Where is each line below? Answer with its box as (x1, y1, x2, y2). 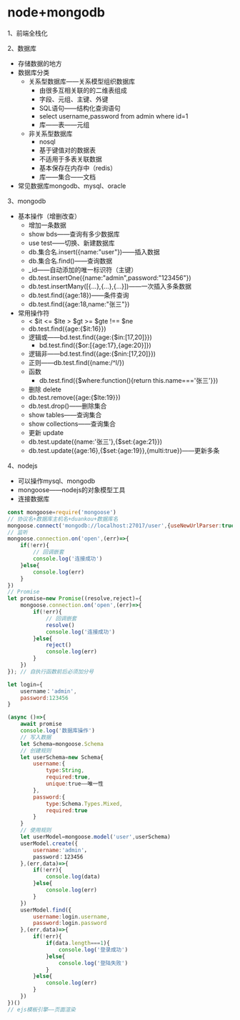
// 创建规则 (20, 747, 51, 754)
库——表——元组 (39, 120, 90, 129)
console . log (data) (45, 873, 101, 881)
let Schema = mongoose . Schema (20, 740, 104, 747)
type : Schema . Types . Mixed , (45, 800, 123, 807)
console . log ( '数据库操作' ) (20, 727, 95, 734)
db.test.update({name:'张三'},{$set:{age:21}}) (28, 437, 163, 446)
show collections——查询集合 (28, 419, 116, 428)
